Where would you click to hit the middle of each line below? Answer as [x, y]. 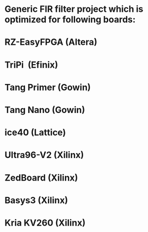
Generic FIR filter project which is [74, 9]
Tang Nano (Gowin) [45, 110]
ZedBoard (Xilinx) [41, 177]
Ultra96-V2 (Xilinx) [44, 155]
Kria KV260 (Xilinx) [45, 223]
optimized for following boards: [70, 19]
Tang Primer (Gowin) [48, 87]
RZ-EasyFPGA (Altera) [51, 42]
